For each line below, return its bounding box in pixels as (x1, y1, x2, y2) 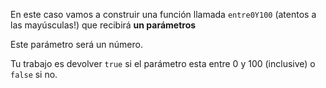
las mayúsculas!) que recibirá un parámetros (10, 19, 197, 31)
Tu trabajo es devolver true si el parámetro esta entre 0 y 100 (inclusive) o (10, 58, 316, 69)
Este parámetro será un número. (10, 39, 143, 50)
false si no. (10, 69, 58, 80)
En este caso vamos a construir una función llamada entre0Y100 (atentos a (10, 9, 317, 20)
